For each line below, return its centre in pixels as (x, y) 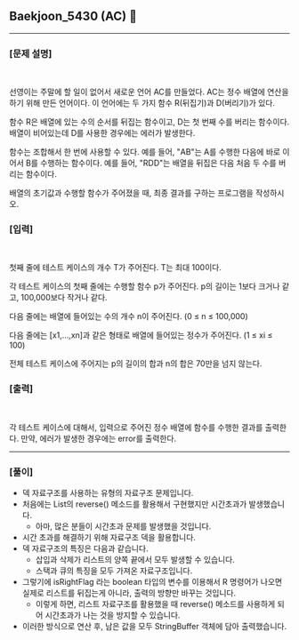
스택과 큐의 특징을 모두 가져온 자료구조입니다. (114, 571)
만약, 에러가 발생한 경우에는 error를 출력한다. (98, 438)
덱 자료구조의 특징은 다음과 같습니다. (85, 548)
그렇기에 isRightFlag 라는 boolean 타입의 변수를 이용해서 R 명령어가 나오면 (152, 582)
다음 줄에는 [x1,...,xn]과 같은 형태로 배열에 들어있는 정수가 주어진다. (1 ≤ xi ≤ (141, 335)
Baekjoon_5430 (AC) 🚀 (73, 16)
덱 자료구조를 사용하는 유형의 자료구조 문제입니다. (108, 493)
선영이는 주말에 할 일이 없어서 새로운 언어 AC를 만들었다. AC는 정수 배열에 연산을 (149, 92)
